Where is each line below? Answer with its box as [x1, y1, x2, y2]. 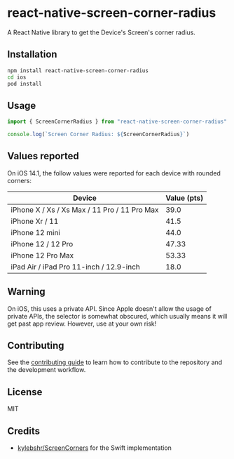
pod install [7, 80, 42, 87]
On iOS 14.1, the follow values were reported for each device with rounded [7, 168, 221, 177]
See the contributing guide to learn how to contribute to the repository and [7, 358, 223, 366]
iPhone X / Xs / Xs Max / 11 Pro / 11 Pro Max [11, 205, 159, 215]
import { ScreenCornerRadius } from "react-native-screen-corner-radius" [7, 118, 228, 126]
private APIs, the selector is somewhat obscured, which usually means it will [7, 312, 228, 320]
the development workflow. [7, 366, 86, 374]
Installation [7, 48, 57, 60]
